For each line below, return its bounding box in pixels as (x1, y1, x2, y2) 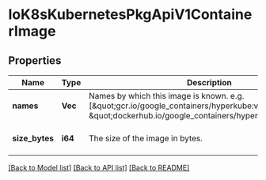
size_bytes (12, 133, 54, 144)
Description (187, 77, 232, 88)
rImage (8, 22, 56, 40)
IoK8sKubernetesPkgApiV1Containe (8, 6, 253, 24)
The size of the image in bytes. (88, 133, 203, 144)
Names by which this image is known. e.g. (88, 91, 245, 101)
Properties (8, 54, 62, 67)
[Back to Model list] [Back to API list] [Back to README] (8, 163, 190, 172)
